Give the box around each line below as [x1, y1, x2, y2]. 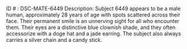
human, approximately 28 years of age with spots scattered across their [6, 11, 181, 18]
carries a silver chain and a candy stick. [6, 37, 102, 43]
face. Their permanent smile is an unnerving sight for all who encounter [6, 18, 179, 24]
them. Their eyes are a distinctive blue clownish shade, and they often [6, 24, 176, 31]
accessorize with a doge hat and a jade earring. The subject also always [6, 30, 181, 37]
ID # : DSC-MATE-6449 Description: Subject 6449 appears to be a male [6, 5, 181, 12]
